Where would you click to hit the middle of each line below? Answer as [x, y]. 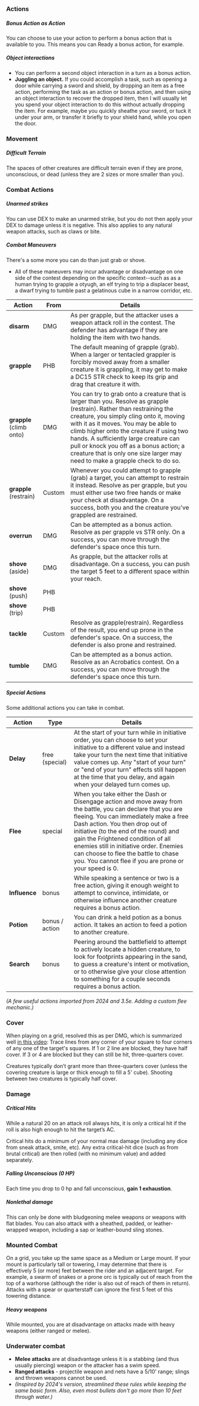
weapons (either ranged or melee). [49, 1331]
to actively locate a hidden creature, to [127, 949]
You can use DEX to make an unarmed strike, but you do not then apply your [99, 219]
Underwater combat [36, 1346]
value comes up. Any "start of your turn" [130, 762]
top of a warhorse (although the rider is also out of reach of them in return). [98, 1283]
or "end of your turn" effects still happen [130, 769]
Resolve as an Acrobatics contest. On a [125, 662]
